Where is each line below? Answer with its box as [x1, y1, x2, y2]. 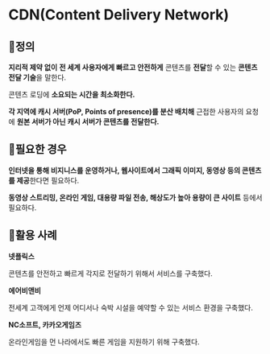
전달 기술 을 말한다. [8, 72, 67, 82]
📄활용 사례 [8, 228, 58, 242]
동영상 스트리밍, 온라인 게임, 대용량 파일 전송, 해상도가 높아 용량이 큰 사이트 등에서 [8, 192, 263, 202]
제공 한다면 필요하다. [16, 175, 80, 185]
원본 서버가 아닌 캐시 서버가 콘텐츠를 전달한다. [16, 117, 160, 126]
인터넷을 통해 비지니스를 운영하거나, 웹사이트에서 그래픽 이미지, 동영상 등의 [8, 165, 241, 175]
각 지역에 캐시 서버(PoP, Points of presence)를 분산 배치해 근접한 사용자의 [8, 107, 244, 116]
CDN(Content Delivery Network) [8, 6, 230, 24]
